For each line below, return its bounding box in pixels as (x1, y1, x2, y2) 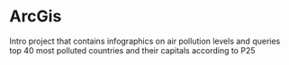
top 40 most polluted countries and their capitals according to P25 (9, 45, 256, 55)
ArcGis (9, 6, 62, 27)
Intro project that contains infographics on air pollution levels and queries (9, 36, 281, 46)
